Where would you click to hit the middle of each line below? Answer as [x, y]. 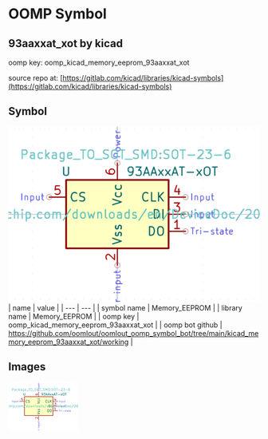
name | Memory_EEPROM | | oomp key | [74, 316]
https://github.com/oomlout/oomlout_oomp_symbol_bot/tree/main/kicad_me [134, 333]
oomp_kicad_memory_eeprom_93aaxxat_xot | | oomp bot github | [115, 325]
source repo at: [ [35, 78]
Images [27, 367]
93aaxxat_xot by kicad [66, 44]
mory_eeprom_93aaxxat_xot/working [69, 342]
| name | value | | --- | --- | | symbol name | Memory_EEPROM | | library [126, 307]
